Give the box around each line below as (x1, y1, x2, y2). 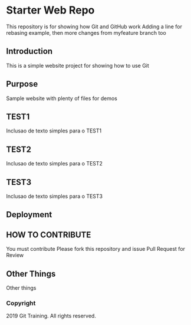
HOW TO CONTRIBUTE (6, 230, 91, 240)
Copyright (6, 299, 36, 307)
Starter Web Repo (6, 4, 95, 17)
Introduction (6, 47, 53, 57)
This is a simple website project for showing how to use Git (6, 62, 149, 69)
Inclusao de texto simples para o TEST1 (6, 127, 102, 134)
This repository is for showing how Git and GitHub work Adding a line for (6, 23, 183, 30)
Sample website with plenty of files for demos (6, 95, 118, 102)
